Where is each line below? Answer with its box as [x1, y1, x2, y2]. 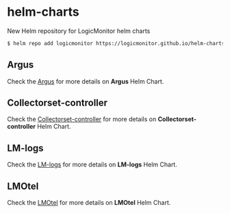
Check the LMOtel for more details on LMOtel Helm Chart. [7, 199, 171, 207]
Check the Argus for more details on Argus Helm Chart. [7, 77, 164, 86]
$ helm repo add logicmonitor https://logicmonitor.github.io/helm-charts [7, 40, 225, 47]
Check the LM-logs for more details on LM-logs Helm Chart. [7, 160, 178, 168]
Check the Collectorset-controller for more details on [7, 115, 157, 123]
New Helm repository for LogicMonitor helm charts [7, 27, 151, 35]
